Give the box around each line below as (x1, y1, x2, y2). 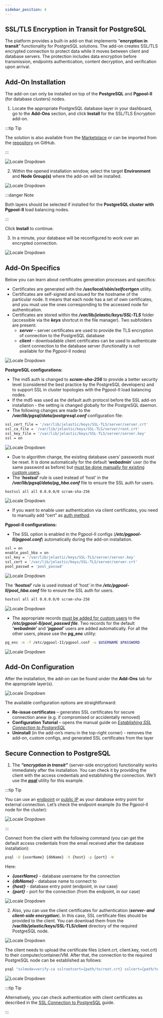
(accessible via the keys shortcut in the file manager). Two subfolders (12, 317, 152, 323)
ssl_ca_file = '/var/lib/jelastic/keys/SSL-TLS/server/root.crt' (5, 426, 140, 431)
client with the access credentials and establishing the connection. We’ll (12, 772, 156, 779)
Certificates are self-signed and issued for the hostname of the (12, 291, 138, 297)
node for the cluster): (5, 807, 48, 813)
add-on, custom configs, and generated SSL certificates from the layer (12, 735, 154, 741)
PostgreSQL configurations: (5, 367, 63, 373)
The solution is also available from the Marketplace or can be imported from (5, 135, 157, 141)
